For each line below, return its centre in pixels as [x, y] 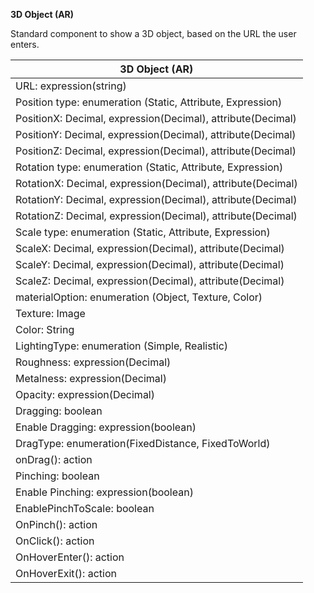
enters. [25, 44]
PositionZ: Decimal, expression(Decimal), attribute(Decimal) [156, 151]
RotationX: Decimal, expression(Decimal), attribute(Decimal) [156, 183]
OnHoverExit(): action [66, 573]
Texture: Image [50, 313]
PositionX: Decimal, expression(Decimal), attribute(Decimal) [156, 118]
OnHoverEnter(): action [70, 557]
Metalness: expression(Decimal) [91, 378]
